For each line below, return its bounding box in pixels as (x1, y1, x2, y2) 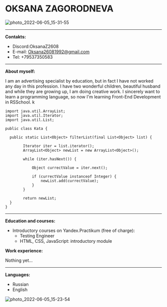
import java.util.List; (5, 117, 55, 122)
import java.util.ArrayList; (5, 108, 66, 113)
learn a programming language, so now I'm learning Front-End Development (5, 94, 161, 100)
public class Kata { (5, 126, 48, 131)
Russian (12, 281, 29, 287)
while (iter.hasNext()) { (23, 156, 77, 162)
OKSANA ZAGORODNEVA (5, 3, 114, 14)
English (12, 287, 28, 293)
